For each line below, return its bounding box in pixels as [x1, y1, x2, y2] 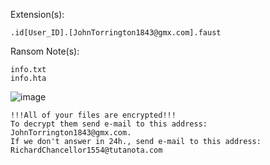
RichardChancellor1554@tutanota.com [10, 145, 163, 155]
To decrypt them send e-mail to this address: [10, 119, 208, 129]
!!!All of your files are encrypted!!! [10, 110, 177, 120]
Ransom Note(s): [10, 45, 80, 57]
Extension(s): [10, 9, 65, 20]
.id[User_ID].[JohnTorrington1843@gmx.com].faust [10, 28, 222, 38]
